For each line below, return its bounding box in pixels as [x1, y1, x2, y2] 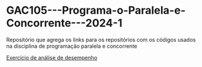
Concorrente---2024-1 [6, 16, 123, 30]
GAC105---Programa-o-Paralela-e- [6, 4, 186, 17]
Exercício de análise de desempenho [6, 54, 97, 61]
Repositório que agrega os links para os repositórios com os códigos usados [6, 36, 196, 43]
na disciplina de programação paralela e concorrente [6, 42, 138, 50]
